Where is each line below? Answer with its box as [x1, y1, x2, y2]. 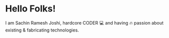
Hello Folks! [5, 3, 56, 14]
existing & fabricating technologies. [5, 27, 79, 33]
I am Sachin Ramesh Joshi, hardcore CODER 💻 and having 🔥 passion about [5, 19, 164, 25]
